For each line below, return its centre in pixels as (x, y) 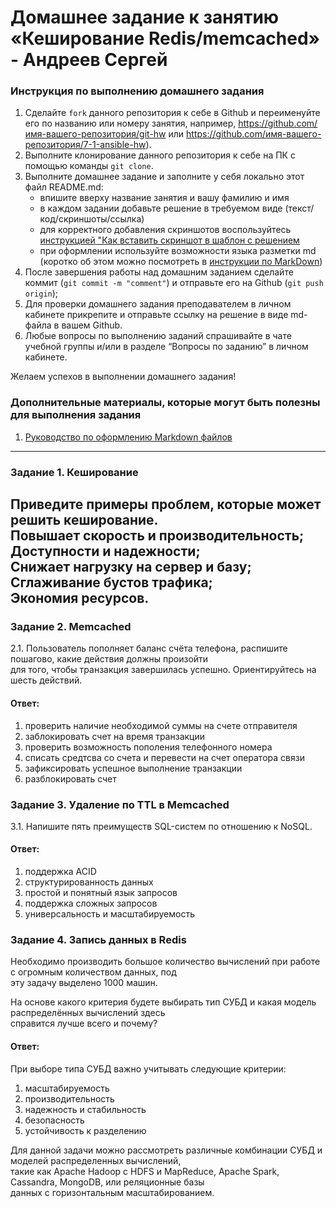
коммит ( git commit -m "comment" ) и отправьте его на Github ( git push (174, 283)
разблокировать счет (70, 778)
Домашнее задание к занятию (145, 17)
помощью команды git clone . (89, 166)
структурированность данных (89, 882)
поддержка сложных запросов (91, 903)
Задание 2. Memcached (71, 627)
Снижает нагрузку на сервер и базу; (131, 567)
